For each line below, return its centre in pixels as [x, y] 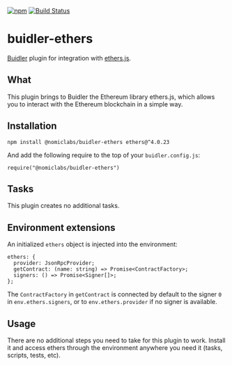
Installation [32, 126]
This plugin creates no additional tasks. [63, 206]
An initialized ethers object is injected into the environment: [92, 244]
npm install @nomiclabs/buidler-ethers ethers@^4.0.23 [88, 142]
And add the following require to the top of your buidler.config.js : [104, 155]
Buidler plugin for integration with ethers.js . [69, 58]
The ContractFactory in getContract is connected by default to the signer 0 [114, 294]
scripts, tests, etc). [34, 355]
